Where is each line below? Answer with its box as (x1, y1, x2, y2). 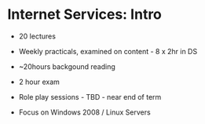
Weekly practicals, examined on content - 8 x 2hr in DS (18, 46, 198, 56)
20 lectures (18, 31, 57, 41)
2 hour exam (18, 77, 60, 86)
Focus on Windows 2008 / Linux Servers (18, 108, 151, 117)
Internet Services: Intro (7, 5, 163, 24)
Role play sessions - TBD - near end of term (18, 92, 162, 101)
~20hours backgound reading (18, 61, 115, 71)
